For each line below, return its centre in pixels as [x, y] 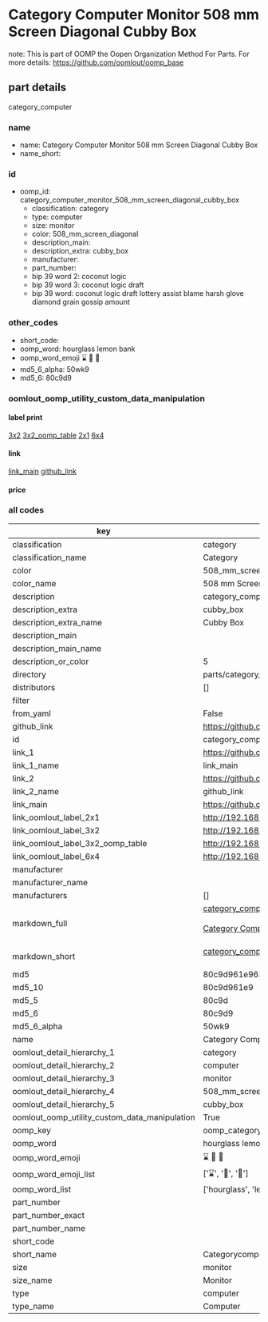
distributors [34, 687]
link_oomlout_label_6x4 [56, 856]
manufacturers [40, 895]
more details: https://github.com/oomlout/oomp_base [96, 62]
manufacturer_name [50, 882]
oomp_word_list [42, 1189]
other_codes [33, 323]
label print [26, 417]
